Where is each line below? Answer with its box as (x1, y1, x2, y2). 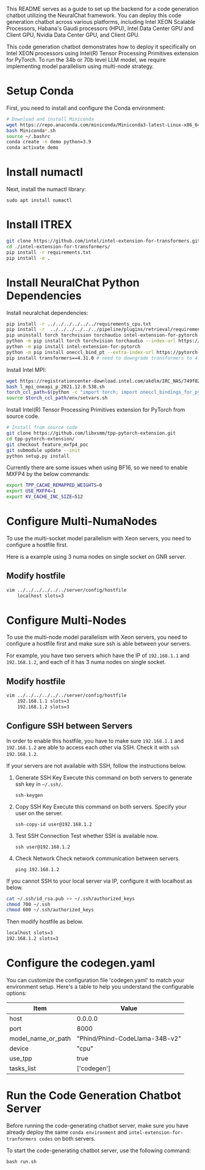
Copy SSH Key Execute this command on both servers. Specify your (15, 802, 187, 810)
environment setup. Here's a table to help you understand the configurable (6, 983, 194, 990)
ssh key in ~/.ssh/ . (15, 780, 63, 788)
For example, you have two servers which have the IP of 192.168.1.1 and (6, 652, 190, 659)
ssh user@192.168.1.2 (15, 844, 70, 850)
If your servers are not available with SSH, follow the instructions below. (6, 762, 187, 769)
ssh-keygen (15, 792, 43, 798)
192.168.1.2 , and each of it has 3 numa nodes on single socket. (6, 659, 167, 666)
